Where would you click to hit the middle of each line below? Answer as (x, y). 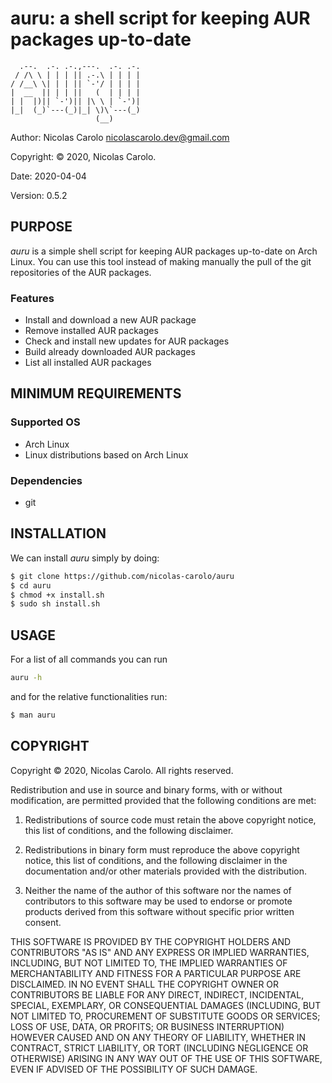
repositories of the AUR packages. (81, 272)
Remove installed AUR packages (91, 331)
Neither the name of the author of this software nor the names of (158, 890)
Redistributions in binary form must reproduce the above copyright (162, 849)
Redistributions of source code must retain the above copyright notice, (170, 819)
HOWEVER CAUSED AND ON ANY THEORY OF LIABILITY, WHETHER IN (158, 1037)
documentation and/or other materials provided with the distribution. (165, 871)
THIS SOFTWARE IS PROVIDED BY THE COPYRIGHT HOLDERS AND (151, 941)
